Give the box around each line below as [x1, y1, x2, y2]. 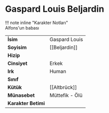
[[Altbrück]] [49, 84, 77, 90]
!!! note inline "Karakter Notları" [5, 20, 68, 26]
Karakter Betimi [7, 100, 45, 107]
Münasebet [7, 92, 35, 99]
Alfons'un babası [5, 25, 39, 30]
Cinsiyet [7, 60, 28, 67]
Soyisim [7, 44, 27, 51]
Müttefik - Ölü [49, 92, 82, 99]
